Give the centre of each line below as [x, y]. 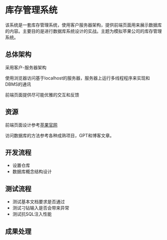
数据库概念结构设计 [32, 171]
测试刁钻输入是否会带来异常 [41, 208]
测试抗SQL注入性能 [32, 214]
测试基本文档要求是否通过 [39, 202]
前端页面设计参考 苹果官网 [31, 125]
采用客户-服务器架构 [26, 67]
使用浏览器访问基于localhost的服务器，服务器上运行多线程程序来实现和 [78, 78]
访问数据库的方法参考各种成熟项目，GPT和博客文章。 [60, 135]
